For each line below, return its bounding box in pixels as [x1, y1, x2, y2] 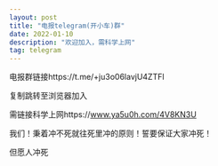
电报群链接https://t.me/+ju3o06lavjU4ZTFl [9, 72, 165, 83]
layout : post [9, 12, 58, 22]
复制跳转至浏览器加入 [9, 91, 87, 101]
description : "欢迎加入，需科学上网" [9, 37, 136, 47]
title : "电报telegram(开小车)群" [9, 21, 125, 30]
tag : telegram [9, 46, 62, 55]
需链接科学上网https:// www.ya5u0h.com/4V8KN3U [9, 109, 198, 120]
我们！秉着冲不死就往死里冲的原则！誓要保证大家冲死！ [9, 128, 212, 138]
